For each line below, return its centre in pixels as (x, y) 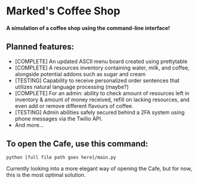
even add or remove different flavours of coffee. (74, 105)
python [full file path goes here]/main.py (61, 158)
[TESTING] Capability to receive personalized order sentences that (97, 80)
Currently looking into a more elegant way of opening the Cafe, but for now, (99, 168)
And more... (29, 125)
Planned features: (40, 47)
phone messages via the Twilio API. (59, 119)
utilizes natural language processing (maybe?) (72, 87)
